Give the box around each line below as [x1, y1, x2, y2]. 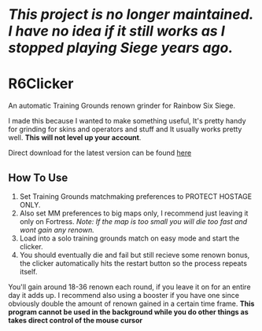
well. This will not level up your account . [8, 133, 142, 142]
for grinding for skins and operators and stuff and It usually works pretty [8, 124, 242, 134]
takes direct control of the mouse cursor [8, 315, 143, 325]
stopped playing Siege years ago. [8, 39, 234, 57]
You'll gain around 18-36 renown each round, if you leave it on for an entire [8, 281, 251, 292]
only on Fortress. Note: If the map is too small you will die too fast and [19, 216, 248, 226]
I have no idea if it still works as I [8, 22, 226, 40]
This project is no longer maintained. [8, 6, 254, 24]
